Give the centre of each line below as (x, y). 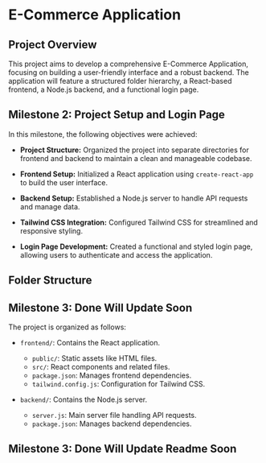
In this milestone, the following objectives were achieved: (103, 134)
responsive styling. (51, 230)
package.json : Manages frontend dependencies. (112, 375)
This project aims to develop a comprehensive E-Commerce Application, (129, 64)
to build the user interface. (64, 182)
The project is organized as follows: (68, 327)
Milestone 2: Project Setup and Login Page (117, 115)
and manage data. (50, 206)
